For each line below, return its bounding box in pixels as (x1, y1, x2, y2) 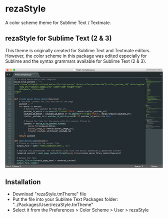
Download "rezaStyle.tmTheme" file (12, 191, 86, 197)
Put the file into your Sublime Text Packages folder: (12, 196, 118, 202)
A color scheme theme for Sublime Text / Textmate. (5, 20, 111, 26)
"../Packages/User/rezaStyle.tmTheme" (12, 201, 93, 207)
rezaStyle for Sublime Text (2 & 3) (5, 34, 112, 43)
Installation (5, 177, 41, 186)
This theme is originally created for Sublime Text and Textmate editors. (5, 47, 151, 53)
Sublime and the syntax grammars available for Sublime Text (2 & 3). (5, 58, 146, 64)
